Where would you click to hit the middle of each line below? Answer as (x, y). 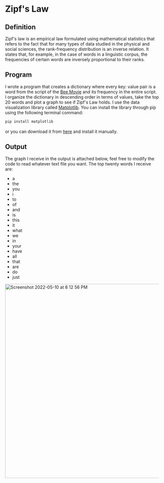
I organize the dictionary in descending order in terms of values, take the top (82, 97)
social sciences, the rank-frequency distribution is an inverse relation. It (77, 49)
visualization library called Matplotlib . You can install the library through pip (81, 107)
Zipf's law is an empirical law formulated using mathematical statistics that (80, 39)
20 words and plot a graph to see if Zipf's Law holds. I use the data (72, 102)
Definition (20, 27)
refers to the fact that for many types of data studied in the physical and (77, 44)
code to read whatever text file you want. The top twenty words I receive (78, 164)
